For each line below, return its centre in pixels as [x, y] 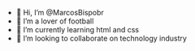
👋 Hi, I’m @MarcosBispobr [60, 13]
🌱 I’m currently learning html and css [78, 30]
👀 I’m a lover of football [55, 21]
